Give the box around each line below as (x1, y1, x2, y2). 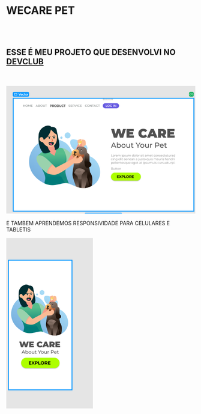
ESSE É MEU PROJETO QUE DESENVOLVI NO (6, 47, 176, 58)
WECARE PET (6, 4, 75, 17)
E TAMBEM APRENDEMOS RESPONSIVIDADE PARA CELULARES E (6, 220, 170, 227)
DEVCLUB (6, 56, 44, 67)
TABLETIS (6, 226, 31, 233)
